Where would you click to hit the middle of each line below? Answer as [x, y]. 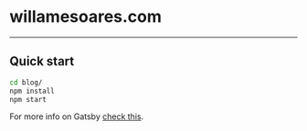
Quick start [42, 61]
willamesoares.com [86, 17]
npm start [28, 99]
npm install [32, 91]
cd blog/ [26, 82]
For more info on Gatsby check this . [77, 116]
